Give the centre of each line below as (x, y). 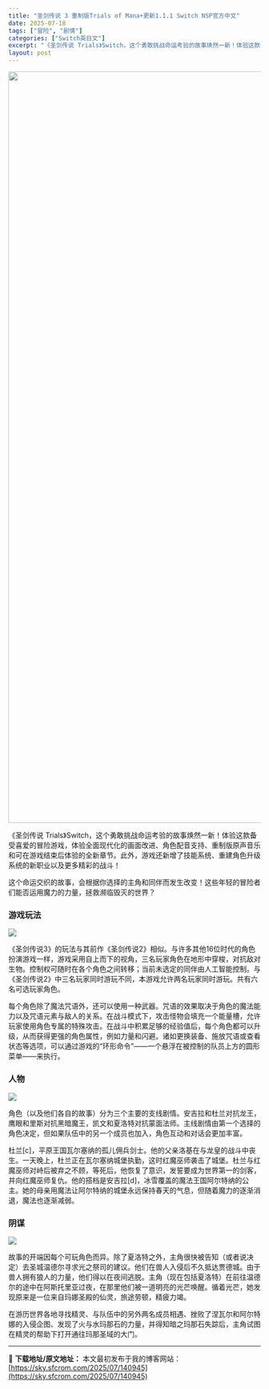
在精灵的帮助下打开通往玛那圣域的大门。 (75, 1334)
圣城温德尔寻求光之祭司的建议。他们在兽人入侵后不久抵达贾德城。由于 (145, 1266)
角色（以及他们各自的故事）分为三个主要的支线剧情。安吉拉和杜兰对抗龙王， (134, 1113)
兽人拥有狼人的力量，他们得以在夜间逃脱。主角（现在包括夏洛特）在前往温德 (134, 1277)
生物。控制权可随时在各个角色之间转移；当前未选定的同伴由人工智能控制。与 (134, 969)
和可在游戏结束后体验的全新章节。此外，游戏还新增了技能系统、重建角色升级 (134, 855)
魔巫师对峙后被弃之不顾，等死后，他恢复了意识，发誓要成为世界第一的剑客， (134, 1170)
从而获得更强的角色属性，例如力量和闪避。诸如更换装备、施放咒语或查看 (141, 1036)
